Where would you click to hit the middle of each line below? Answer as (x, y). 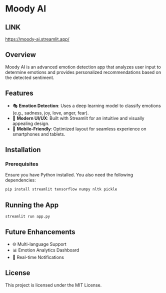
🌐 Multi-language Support (39, 244)
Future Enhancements (40, 232)
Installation (23, 150)
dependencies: (20, 180)
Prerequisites (22, 164)
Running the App (32, 205)
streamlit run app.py (28, 216)
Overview (21, 55)
